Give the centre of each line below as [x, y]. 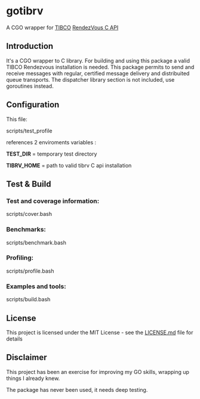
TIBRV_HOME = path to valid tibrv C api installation [69, 165]
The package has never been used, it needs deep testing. [77, 389]
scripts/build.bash [28, 299]
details [14, 339]
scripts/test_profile [29, 131]
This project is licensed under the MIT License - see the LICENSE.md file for [100, 332]
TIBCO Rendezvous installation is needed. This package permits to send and [100, 67]
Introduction [30, 46]
